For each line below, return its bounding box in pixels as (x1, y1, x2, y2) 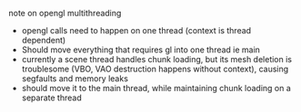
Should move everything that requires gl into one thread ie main (21, 44, 261, 55)
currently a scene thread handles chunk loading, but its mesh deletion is (21, 54, 293, 64)
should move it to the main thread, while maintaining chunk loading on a (21, 83, 292, 93)
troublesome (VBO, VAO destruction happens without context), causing (21, 63, 289, 74)
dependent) (21, 35, 66, 45)
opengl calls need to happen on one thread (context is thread (21, 25, 252, 35)
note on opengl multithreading (8, 8, 122, 18)
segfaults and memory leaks (21, 73, 129, 84)
